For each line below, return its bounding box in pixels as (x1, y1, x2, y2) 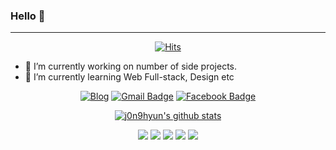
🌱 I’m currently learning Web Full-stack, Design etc (24, 71, 235, 83)
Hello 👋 (10, 9, 46, 23)
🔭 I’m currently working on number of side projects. (24, 60, 238, 73)
